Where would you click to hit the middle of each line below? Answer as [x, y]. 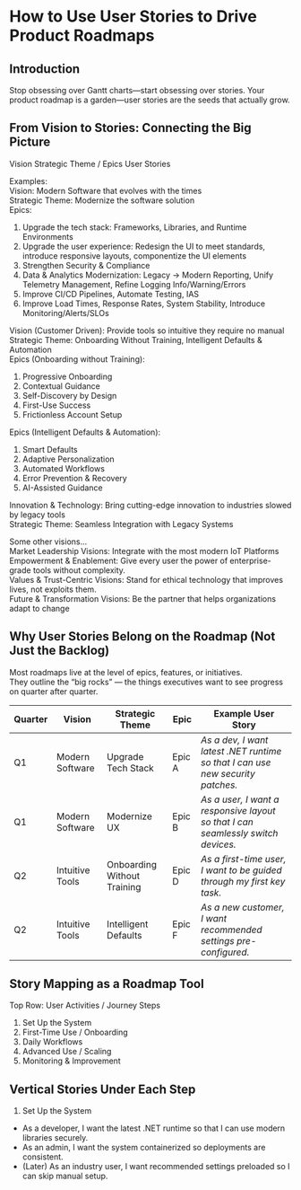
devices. [219, 844]
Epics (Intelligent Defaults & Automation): [85, 432]
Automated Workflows [64, 468]
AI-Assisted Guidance [62, 488]
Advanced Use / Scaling [67, 1052]
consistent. [43, 1157]
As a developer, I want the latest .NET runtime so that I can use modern [154, 1128]
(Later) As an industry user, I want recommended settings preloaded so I [156, 1167]
